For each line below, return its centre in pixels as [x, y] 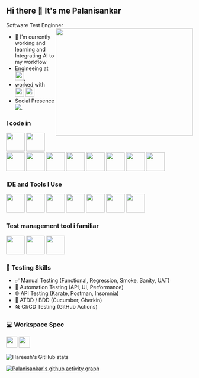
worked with [30, 84]
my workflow [31, 62]
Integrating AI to [34, 55]
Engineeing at [31, 68]
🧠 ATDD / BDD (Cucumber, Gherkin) [58, 300]
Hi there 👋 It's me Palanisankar [64, 11]
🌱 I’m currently [33, 37]
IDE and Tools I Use [34, 184]
